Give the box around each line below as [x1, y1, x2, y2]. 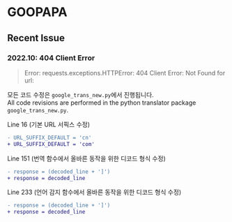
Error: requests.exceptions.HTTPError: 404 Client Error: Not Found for [24, 68, 226, 77]
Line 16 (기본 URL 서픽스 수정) [7, 120, 91, 128]
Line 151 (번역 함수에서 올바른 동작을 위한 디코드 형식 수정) [7, 154, 166, 163]
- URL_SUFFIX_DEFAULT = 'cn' [7, 134, 92, 141]
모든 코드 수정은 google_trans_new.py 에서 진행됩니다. [7, 90, 155, 98]
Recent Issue [7, 32, 65, 44]
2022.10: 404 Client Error [7, 53, 95, 63]
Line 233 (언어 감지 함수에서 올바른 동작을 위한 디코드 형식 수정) [7, 188, 182, 196]
